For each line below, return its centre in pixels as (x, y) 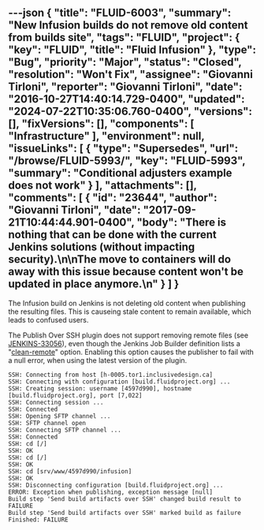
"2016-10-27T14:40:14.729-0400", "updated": (126, 99)
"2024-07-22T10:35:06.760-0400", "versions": (130, 112)
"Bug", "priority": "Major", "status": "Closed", (125, 62)
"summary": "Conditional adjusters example (120, 173)
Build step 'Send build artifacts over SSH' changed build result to (125, 499)
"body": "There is (182, 223)
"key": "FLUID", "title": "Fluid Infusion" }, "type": (132, 50)
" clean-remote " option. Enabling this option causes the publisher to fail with (131, 352)
